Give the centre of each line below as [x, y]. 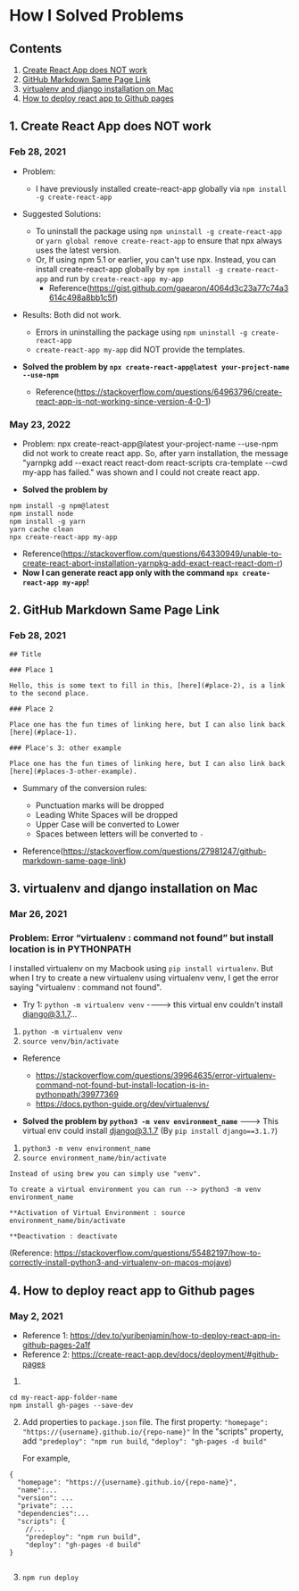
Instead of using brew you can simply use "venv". [105, 1174]
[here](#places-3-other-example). [74, 771]
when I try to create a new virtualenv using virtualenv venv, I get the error [144, 978]
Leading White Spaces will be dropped [107, 814]
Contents [36, 49]
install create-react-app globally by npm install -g [129, 269]
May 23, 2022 [40, 424]
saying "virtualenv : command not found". [86, 987]
